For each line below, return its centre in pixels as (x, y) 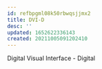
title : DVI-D (26, 20)
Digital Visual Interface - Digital (51, 58)
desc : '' (20, 26)
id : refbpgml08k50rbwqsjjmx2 (49, 13)
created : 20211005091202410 (48, 39)
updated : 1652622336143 (41, 32)
